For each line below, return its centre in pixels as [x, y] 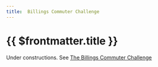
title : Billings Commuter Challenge [53, 12]
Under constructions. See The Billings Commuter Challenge [79, 58]
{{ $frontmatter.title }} [62, 41]
